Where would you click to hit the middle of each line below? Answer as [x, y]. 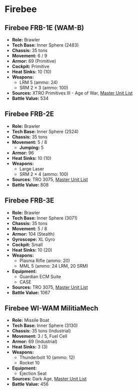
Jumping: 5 [31, 147]
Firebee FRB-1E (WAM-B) [44, 28]
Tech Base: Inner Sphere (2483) [45, 45]
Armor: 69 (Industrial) [35, 341]
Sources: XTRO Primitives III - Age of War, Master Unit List [72, 93]
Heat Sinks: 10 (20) [32, 250]
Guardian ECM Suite [40, 276]
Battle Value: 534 [30, 98]
